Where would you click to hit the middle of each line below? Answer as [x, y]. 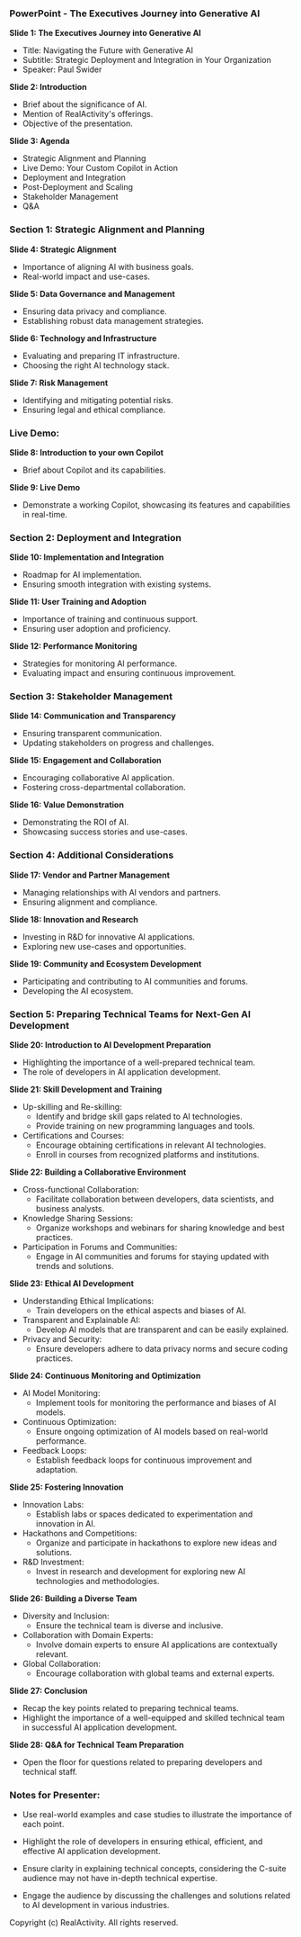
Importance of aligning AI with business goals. [108, 266]
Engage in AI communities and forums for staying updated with [152, 1257]
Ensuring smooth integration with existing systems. [117, 584]
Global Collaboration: [61, 1664]
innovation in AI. [66, 1524]
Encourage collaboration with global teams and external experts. [155, 1673]
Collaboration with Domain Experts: [88, 1635]
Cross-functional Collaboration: [80, 1190]
